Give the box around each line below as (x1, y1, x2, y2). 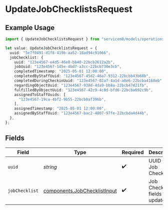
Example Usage (5, 23, 55, 32)
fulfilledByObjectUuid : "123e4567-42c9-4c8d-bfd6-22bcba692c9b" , (14, 87, 153, 92)
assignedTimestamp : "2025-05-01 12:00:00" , (14, 106, 106, 111)
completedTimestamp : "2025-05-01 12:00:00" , (14, 69, 108, 74)
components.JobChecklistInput (43, 187, 117, 194)
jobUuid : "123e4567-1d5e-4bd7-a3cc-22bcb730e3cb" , (14, 64, 122, 69)
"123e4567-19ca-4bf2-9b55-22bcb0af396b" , (18, 96, 106, 102)
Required (121, 148, 144, 155)
